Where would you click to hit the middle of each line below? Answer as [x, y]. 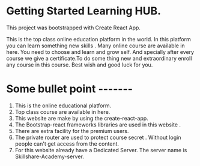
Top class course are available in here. [62, 111]
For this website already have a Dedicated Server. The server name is [101, 150]
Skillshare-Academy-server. [49, 156]
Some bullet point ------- [70, 89]
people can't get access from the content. [67, 144]
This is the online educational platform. [63, 105]
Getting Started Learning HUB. [83, 11]
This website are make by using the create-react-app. [81, 118]
